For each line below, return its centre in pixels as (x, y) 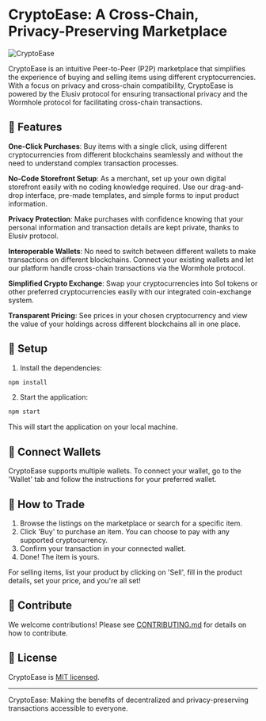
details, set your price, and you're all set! (74, 580)
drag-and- (226, 187)
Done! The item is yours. (59, 556)
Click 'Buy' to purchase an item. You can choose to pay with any (124, 531)
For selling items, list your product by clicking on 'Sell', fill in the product (125, 572)
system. (21, 300)
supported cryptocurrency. (64, 540)
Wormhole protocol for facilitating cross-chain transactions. (106, 102)
